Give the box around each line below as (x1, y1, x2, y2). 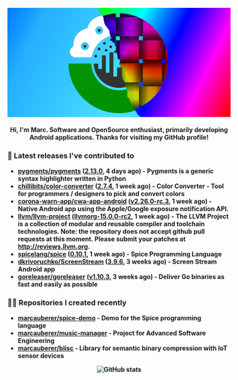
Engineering (17, 337, 55, 345)
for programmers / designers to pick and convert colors (17, 190, 186, 198)
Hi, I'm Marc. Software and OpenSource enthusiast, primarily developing (10, 125, 228, 134)
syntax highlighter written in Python (17, 175, 126, 183)
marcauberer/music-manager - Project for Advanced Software (17, 329, 207, 337)
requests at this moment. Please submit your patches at (17, 235, 186, 244)
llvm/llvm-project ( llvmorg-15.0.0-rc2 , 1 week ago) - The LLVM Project (17, 212, 229, 221)
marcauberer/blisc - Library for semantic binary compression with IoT (17, 344, 228, 352)
